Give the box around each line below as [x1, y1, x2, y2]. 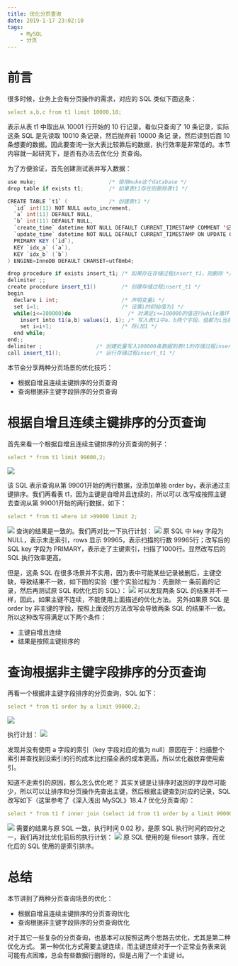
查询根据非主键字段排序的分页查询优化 [17, 918, 130, 927]
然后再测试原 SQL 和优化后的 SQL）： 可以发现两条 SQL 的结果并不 [19, 586, 222, 594]
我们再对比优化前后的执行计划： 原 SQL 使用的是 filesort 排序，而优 [19, 833, 225, 842]
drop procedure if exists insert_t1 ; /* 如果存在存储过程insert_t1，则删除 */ [7, 270, 232, 277]
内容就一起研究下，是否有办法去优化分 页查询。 [7, 149, 146, 157]
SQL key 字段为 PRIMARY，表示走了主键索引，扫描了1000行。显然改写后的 [7, 544, 226, 553]
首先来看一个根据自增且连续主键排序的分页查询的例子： [7, 439, 169, 448]
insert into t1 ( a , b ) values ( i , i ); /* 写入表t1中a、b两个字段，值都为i [20, 316, 222, 323]
